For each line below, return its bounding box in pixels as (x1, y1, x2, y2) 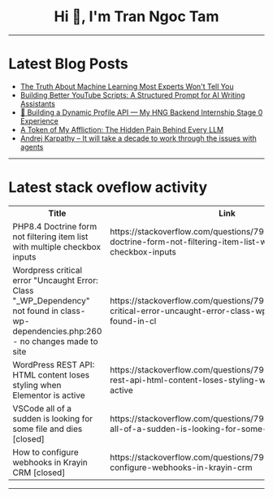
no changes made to (19, 335, 99, 347)
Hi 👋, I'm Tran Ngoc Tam (54, 7, 219, 26)
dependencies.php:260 (12, 325, 102, 337)
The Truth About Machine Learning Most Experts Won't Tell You (19, 81, 234, 91)
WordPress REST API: (12, 359, 95, 370)
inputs (12, 251, 37, 263)
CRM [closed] (12, 467, 66, 478)
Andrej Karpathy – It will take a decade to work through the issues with (19, 133, 258, 143)
